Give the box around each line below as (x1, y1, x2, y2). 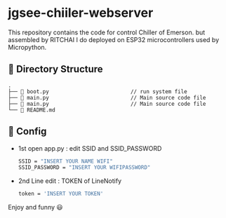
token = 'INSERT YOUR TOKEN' (18, 191, 104, 198)
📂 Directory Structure (8, 63, 104, 75)
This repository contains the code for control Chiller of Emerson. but (8, 28, 206, 36)
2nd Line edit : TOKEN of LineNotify (18, 177, 122, 185)
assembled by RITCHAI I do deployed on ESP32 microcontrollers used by (8, 35, 220, 43)
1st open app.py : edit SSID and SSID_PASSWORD (18, 144, 162, 152)
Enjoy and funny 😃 (8, 203, 63, 212)
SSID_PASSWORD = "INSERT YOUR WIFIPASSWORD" (18, 164, 151, 171)
